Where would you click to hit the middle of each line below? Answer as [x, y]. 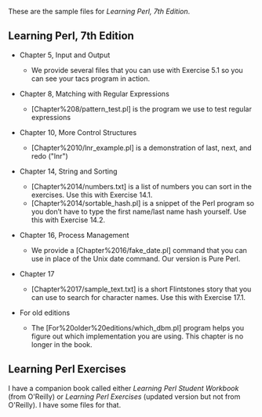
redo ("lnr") [49, 155]
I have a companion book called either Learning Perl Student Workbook [124, 388]
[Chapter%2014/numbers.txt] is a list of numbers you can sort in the [142, 186]
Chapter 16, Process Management [74, 235]
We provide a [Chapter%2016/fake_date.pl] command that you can [139, 250]
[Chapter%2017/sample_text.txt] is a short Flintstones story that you [141, 289]
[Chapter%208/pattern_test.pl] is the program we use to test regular [142, 108]
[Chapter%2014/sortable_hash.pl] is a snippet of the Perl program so [143, 203]
